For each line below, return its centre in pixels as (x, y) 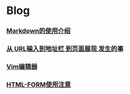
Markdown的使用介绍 (38, 31)
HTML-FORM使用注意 (39, 84)
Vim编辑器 (22, 67)
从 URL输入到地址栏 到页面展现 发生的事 (65, 49)
